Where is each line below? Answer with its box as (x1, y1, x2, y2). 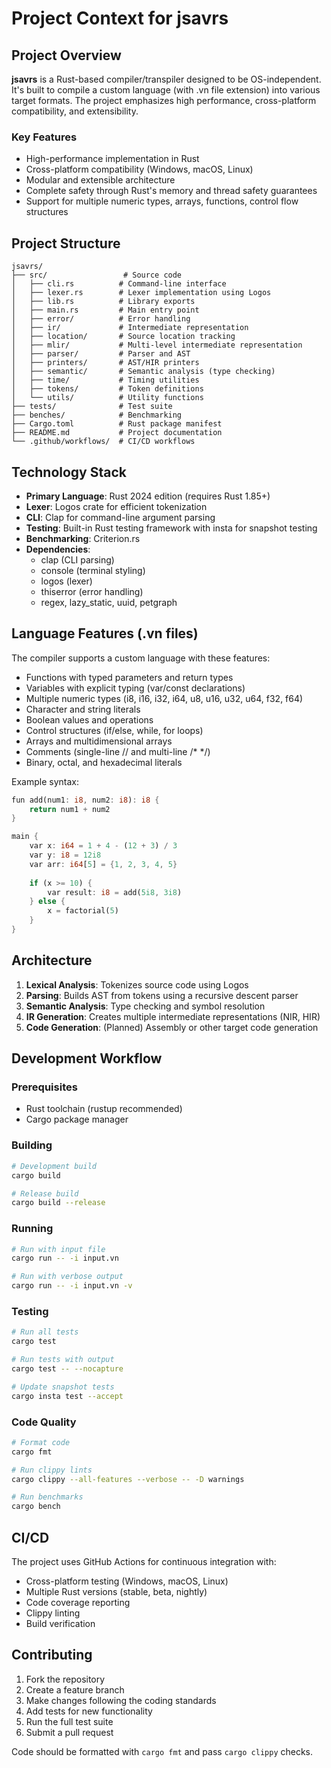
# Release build (11, 1188, 79, 1199)
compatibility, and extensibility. (11, 105, 139, 117)
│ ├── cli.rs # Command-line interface (11, 279, 227, 289)
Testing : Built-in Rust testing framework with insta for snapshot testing (25, 522, 318, 534)
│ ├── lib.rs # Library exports (11, 297, 196, 307)
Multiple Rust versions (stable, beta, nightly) (25, 1585, 208, 1597)
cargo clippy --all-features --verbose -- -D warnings (11, 1474, 245, 1484)
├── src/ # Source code (11, 270, 183, 281)
